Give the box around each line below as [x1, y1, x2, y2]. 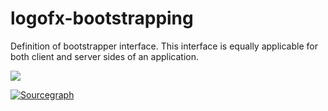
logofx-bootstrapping [10, 7, 194, 30]
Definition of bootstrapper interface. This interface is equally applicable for [10, 40, 318, 52]
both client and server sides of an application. [10, 50, 200, 62]
